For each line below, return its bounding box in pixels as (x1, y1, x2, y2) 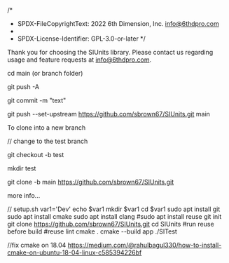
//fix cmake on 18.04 (7, 241, 67, 249)
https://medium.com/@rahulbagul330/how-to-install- (67, 241, 222, 249)
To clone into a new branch (7, 123, 86, 132)
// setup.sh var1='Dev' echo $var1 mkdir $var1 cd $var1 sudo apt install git (7, 205, 221, 213)
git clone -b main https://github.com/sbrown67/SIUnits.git (7, 178, 174, 186)
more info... (7, 191, 41, 199)
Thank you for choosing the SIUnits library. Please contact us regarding (7, 48, 214, 56)
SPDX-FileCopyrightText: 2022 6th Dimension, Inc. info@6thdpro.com (17, 20, 219, 27)
